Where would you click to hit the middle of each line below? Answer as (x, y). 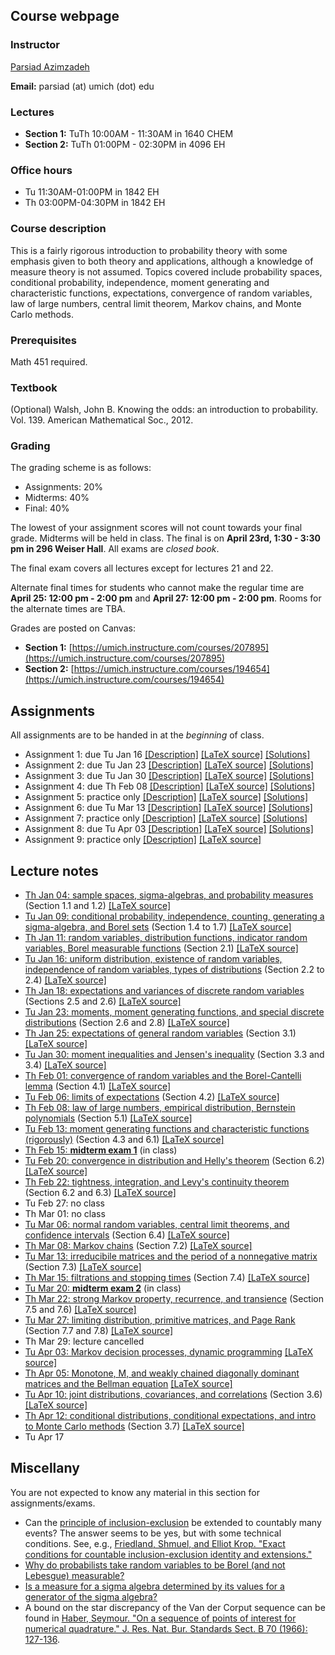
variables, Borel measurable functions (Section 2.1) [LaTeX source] (161, 948)
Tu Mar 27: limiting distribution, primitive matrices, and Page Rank (160, 1320)
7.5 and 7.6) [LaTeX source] (80, 1310)
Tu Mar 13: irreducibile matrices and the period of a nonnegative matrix (171, 1256)
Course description (58, 229)
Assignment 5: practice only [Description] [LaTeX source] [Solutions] (166, 797)
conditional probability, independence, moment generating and (140, 282)
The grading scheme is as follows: (81, 468)
